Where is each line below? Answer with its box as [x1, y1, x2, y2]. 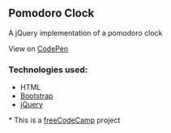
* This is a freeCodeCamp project [8, 115, 121, 125]
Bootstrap [19, 91, 53, 101]
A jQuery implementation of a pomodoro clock [8, 28, 163, 37]
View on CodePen [8, 44, 69, 54]
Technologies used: [8, 64, 88, 75]
